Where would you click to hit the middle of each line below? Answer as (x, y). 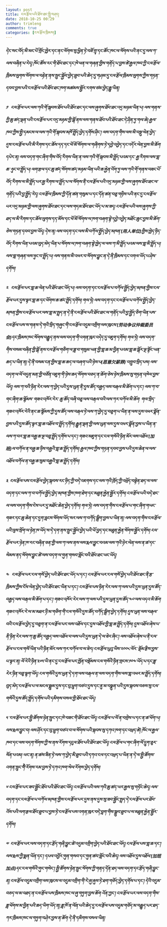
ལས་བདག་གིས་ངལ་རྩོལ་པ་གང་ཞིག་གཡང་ (124, 505)
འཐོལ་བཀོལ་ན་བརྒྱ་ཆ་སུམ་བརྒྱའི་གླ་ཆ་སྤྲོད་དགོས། (42, 461)
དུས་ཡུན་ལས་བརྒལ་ (142, 612)
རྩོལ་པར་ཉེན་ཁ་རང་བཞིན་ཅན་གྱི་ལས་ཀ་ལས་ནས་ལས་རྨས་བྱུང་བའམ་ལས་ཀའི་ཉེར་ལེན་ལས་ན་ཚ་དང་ (80, 542)
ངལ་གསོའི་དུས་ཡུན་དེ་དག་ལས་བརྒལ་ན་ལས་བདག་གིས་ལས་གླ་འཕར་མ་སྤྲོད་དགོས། (100, 674)
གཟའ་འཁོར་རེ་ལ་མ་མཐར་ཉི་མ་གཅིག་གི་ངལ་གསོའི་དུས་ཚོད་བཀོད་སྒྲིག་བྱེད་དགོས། (66, 612)
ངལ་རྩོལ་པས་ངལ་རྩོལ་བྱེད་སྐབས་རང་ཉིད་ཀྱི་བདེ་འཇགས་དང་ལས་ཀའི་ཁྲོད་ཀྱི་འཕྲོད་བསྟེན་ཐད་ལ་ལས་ (83, 481)
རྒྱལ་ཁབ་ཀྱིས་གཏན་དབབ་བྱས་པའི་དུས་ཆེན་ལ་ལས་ (118, 449)
